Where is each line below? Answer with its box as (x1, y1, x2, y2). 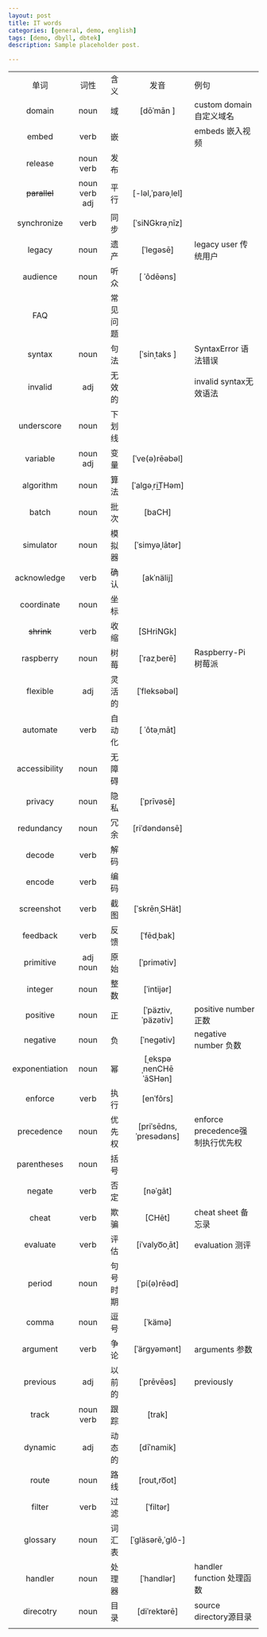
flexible (26, 685, 54, 696)
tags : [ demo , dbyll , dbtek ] (8, 33, 102, 42)
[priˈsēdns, (137, 1121, 177, 1132)
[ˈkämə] (143, 1317, 172, 1328)
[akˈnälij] (141, 572, 174, 584)
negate (26, 1185, 53, 1197)
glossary (23, 1534, 56, 1546)
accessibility (17, 763, 64, 774)
